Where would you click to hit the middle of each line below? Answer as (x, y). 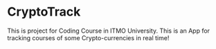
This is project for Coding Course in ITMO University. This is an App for (108, 31)
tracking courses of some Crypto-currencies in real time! (88, 37)
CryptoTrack (44, 12)
